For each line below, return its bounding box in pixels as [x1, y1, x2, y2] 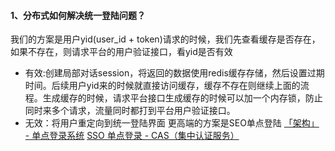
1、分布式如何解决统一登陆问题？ [10, 9, 147, 21]
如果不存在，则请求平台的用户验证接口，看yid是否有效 [10, 46, 233, 58]
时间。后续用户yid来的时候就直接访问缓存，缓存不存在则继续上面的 [24, 80, 301, 92]
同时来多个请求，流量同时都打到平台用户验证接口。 [24, 105, 236, 117]
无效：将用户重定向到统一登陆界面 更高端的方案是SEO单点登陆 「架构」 [24, 117, 320, 129]
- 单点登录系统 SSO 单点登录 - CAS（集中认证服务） [24, 130, 240, 142]
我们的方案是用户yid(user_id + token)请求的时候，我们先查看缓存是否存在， [10, 33, 321, 45]
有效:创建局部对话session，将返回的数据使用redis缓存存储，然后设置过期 [24, 67, 325, 79]
